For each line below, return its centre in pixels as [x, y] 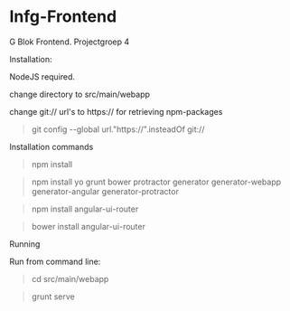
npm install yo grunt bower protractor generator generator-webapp [156, 182]
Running [25, 244]
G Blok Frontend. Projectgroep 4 [70, 42]
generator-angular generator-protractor [105, 191]
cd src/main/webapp [70, 278]
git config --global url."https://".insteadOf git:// [118, 129]
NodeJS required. [42, 76]
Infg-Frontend [63, 17]
